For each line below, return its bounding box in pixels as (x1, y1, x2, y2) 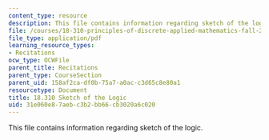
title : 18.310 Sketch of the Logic (8, 94, 127, 102)
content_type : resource (8, 11, 88, 20)
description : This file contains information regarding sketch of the (8, 19, 249, 27)
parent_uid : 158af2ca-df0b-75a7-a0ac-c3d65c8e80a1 (8, 78, 181, 86)
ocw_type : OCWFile (8, 57, 70, 65)
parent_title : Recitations (8, 64, 98, 72)
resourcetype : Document (8, 86, 88, 94)
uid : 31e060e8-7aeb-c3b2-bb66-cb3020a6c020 (8, 101, 156, 109)
